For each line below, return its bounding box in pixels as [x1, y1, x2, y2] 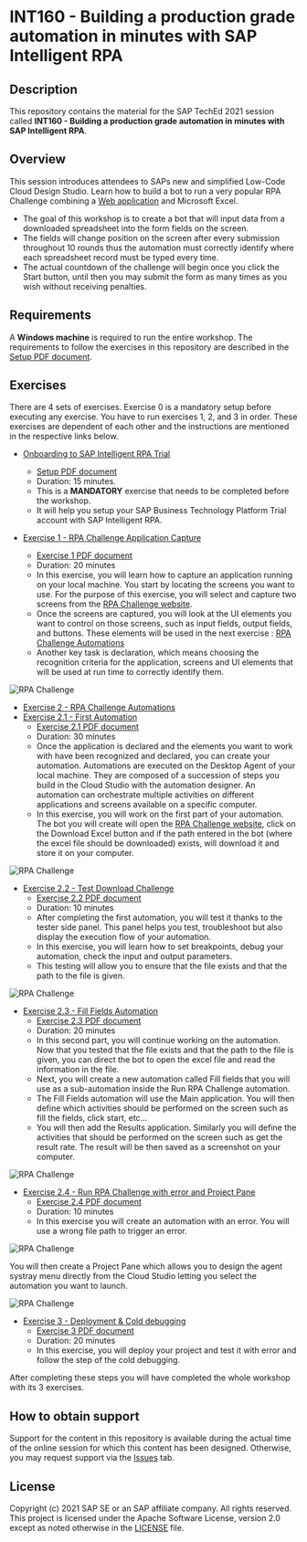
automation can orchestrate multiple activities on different [36, 789, 254, 800]
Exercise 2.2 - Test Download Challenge [22, 883, 175, 894]
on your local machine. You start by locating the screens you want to [36, 579, 295, 590]
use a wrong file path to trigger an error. [36, 1226, 187, 1237]
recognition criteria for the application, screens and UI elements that [36, 657, 294, 668]
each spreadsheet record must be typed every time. [22, 251, 219, 262]
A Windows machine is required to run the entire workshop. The [9, 332, 253, 343]
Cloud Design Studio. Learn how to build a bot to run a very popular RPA [9, 185, 281, 196]
